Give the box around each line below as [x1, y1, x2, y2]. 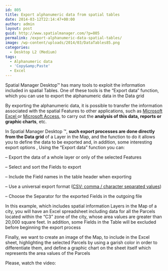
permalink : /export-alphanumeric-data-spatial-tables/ [5, 36, 122, 41]
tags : [5, 54, 17, 59]
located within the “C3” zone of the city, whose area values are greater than [5, 214, 162, 220]
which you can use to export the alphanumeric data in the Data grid [5, 93, 144, 99]
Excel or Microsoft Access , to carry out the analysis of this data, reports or [5, 113, 161, 119]
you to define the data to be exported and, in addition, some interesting [5, 139, 152, 145]
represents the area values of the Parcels [5, 250, 90, 256]
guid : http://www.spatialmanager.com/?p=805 [5, 31, 100, 36]
